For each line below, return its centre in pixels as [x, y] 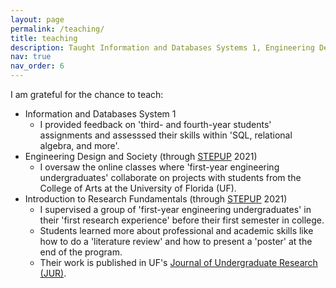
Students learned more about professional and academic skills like [176, 230]
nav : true [31, 57]
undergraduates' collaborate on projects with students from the [170, 177]
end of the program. [81, 252]
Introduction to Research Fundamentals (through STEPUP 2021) [156, 199]
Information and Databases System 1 [100, 114]
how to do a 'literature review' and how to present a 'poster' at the [176, 241]
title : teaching [44, 38]
